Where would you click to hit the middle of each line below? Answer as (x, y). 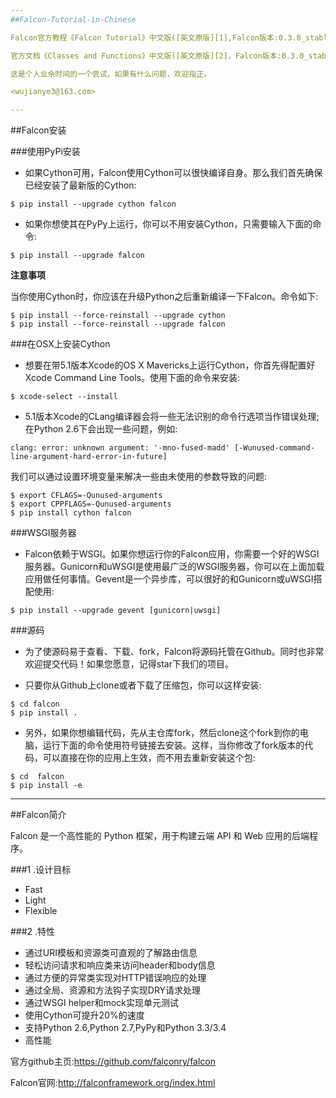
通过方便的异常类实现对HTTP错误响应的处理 (115, 978)
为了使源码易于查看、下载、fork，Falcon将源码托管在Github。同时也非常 (174, 652)
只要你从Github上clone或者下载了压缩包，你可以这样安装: (143, 685)
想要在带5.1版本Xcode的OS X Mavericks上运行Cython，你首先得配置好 (170, 365)
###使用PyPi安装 (45, 152)
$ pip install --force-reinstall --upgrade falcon (118, 324)
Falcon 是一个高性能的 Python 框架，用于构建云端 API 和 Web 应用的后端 (160, 836)
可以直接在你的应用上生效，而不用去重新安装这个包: (149, 758)
